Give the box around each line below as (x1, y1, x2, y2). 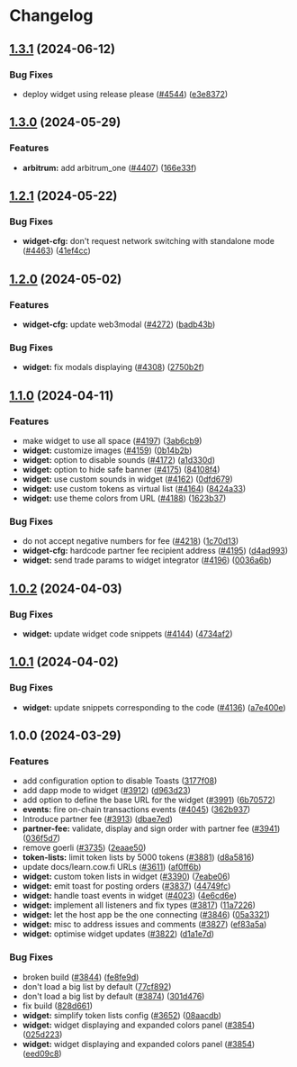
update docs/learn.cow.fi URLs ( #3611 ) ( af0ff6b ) (22, 862, 202, 873)
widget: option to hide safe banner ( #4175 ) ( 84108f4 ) (22, 464, 220, 475)
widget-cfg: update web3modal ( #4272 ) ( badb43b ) (22, 319, 216, 330)
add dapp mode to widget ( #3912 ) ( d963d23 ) (22, 785, 192, 796)
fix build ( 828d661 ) (22, 1000, 93, 1011)
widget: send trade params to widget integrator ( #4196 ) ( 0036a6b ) (22, 555, 272, 565)
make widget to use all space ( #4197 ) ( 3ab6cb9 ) (22, 435, 202, 446)
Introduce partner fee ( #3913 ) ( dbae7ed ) (22, 814, 174, 825)
